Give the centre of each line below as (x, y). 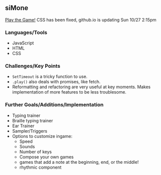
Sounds (27, 146)
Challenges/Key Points (33, 66)
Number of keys (36, 152)
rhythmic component (40, 167)
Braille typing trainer (32, 120)
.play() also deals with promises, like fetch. (56, 82)
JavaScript (23, 43)
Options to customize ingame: (42, 136)
